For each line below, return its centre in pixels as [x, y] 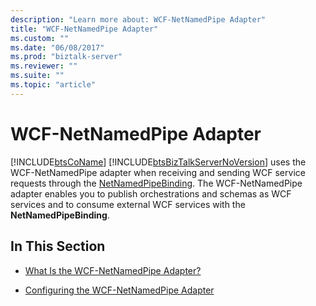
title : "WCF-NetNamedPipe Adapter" [84, 29]
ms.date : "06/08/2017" [57, 47]
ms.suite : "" [37, 76]
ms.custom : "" [40, 38]
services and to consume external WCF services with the [128, 204]
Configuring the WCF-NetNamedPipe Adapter [119, 290]
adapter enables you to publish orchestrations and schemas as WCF [151, 193]
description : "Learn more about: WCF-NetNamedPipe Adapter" [138, 19]
